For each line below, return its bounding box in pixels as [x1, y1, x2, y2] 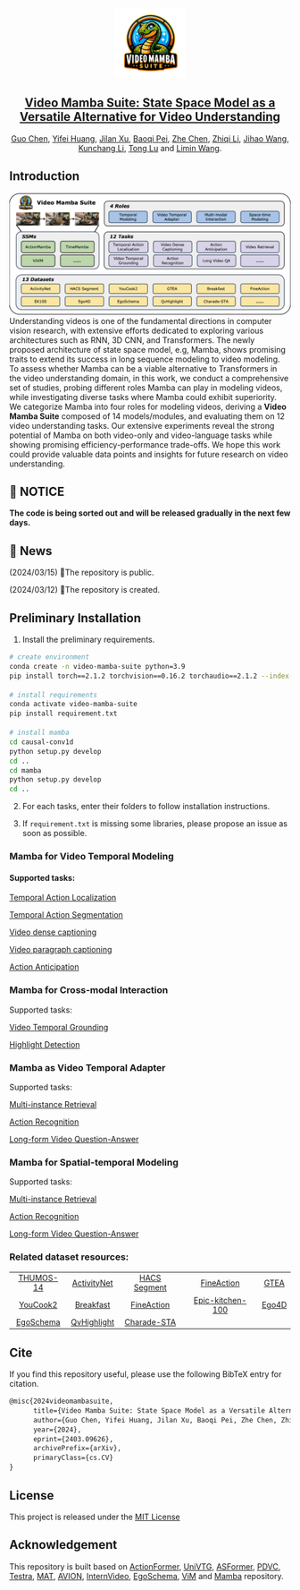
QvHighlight [71, 1316, 114, 1327]
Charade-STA [124, 1316, 177, 1327]
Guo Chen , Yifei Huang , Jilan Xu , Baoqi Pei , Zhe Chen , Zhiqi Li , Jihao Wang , [10, 132, 289, 144]
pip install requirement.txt [9, 709, 118, 718]
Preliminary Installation [9, 611, 141, 626]
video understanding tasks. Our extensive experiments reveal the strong [9, 420, 275, 431]
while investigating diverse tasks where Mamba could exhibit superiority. [9, 391, 277, 402]
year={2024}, [32, 1425, 82, 1434]
